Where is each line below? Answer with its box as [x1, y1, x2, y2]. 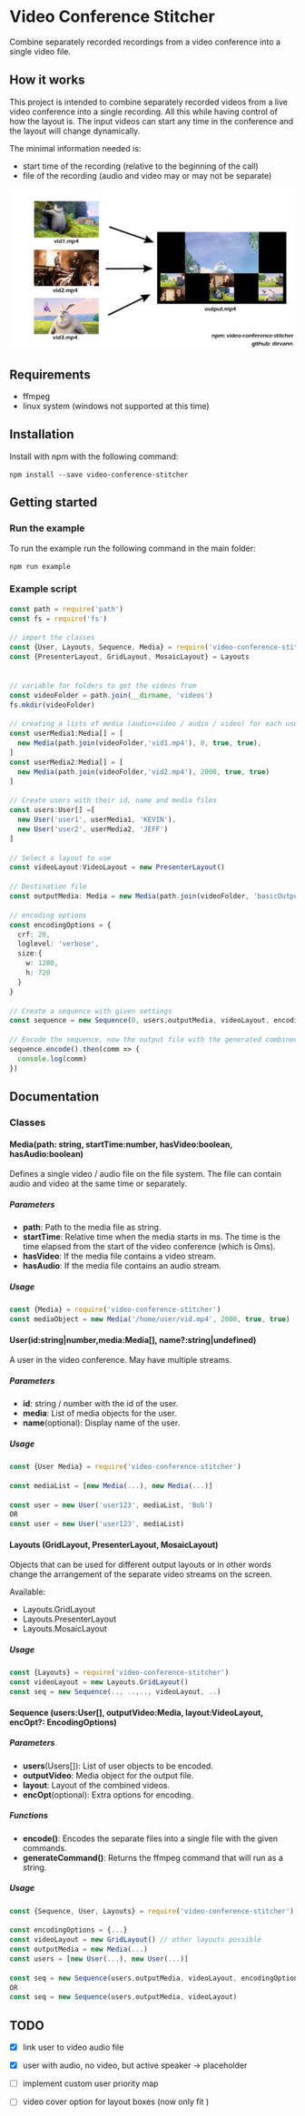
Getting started [9, 495, 98, 510]
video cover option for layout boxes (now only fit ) [22, 2096, 210, 2107]
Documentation [9, 1089, 100, 1104]
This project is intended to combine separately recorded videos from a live [9, 96, 289, 107]
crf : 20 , [17, 930, 51, 939]
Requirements [9, 367, 91, 382]
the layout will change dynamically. [9, 125, 141, 136]
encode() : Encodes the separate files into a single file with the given [22, 1833, 279, 1844]
